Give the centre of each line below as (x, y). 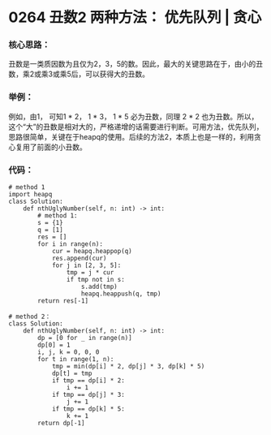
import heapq (30, 195)
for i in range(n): (71, 244)
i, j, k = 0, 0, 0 (69, 352)
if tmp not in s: (96, 280)
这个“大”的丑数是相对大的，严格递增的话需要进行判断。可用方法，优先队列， (136, 127)
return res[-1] (63, 301)
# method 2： (30, 317)
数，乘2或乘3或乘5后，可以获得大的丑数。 (79, 74)
